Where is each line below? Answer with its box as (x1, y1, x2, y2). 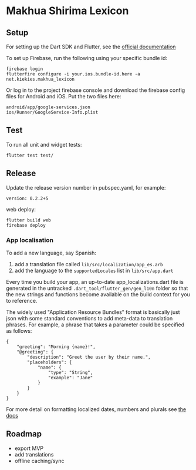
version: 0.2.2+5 (6, 196, 49, 201)
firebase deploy (6, 222, 46, 228)
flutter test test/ (6, 152, 54, 158)
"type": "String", (48, 369, 93, 375)
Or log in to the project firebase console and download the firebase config (6, 87, 185, 94)
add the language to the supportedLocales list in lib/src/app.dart (14, 267, 174, 274)
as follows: (6, 327, 32, 334)
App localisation (6, 236, 54, 244)
